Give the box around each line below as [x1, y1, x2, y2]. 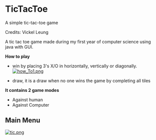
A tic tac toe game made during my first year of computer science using [5, 38, 151, 45]
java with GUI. [5, 44, 33, 50]
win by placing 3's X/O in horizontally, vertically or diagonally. [12, 63, 137, 69]
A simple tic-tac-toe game [5, 20, 58, 26]
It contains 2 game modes [5, 87, 60, 93]
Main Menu [5, 116, 40, 125]
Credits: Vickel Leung [5, 29, 49, 35]
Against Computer [12, 102, 50, 108]
